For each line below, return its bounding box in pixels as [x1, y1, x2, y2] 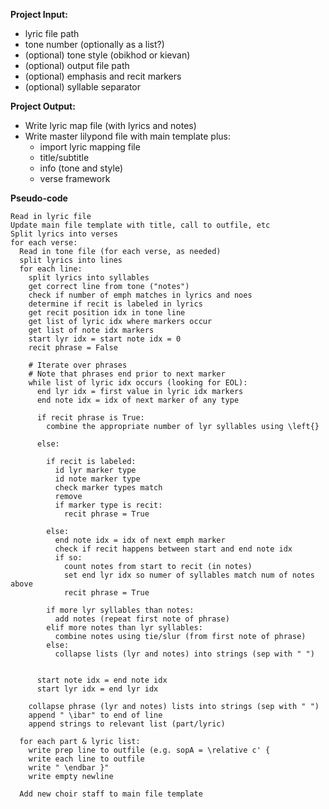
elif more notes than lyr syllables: [46, 623, 203, 633]
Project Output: [10, 100, 76, 112]
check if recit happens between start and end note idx [54, 544, 293, 554]
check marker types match [54, 483, 163, 493]
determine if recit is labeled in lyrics [28, 299, 203, 309]
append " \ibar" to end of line [28, 710, 163, 720]
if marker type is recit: [54, 500, 163, 510]
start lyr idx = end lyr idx [36, 684, 159, 694]
